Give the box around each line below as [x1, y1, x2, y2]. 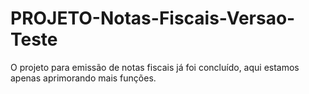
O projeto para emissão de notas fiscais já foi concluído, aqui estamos [10, 61, 300, 73]
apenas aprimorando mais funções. [10, 72, 157, 84]
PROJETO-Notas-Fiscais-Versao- [10, 7, 296, 30]
